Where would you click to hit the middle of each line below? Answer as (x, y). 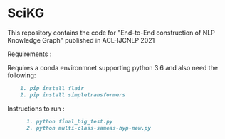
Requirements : (30, 54)
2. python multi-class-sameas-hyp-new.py (89, 128)
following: (22, 75)
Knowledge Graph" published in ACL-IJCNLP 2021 (81, 40)
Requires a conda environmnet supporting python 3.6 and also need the (113, 67)
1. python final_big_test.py (69, 121)
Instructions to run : (36, 109)
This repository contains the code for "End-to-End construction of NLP (111, 33)
